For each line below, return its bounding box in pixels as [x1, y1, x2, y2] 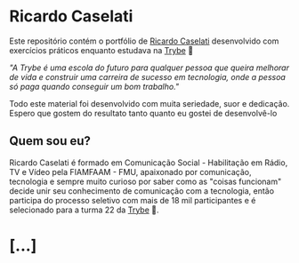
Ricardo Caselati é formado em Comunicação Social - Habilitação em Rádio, [9, 157, 288, 168]
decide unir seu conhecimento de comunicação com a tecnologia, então [9, 185, 274, 196]
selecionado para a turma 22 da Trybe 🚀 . [9, 204, 159, 215]
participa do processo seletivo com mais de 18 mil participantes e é [9, 195, 256, 205]
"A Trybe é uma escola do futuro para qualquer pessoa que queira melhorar [9, 62, 289, 73]
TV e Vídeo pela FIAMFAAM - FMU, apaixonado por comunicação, [9, 166, 252, 177]
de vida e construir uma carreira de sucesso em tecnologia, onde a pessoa [9, 71, 287, 82]
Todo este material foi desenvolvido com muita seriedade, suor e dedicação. [9, 98, 290, 108]
